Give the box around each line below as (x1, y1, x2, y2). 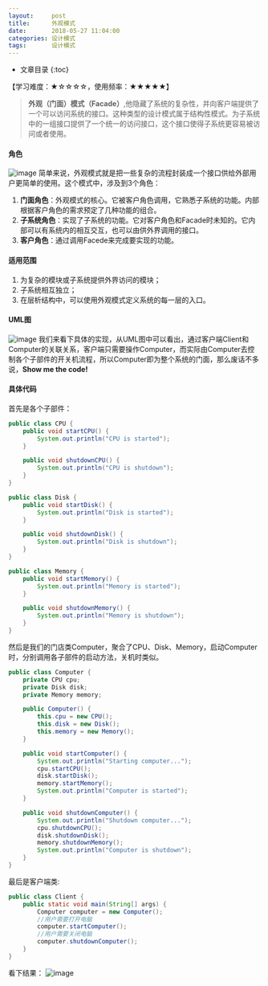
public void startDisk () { (22, 501, 113, 509)
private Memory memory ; (22, 690, 103, 699)
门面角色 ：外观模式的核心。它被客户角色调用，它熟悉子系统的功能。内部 (19, 195, 259, 205)
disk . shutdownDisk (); (37, 831, 110, 840)
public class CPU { (8, 419, 74, 428)
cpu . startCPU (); (37, 764, 91, 772)
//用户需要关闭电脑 (37, 930, 92, 939)
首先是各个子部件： (8, 403, 72, 413)
